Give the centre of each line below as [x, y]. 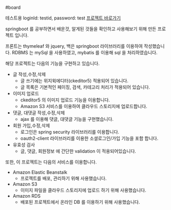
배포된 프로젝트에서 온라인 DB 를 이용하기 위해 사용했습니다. [80, 202]
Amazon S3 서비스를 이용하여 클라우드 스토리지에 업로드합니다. [84, 106]
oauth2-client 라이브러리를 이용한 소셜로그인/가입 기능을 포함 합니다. [89, 138]
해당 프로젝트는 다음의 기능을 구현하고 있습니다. [52, 63]
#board [13, 7]
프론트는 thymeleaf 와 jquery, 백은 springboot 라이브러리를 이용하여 [74, 46]
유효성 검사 [24, 145]
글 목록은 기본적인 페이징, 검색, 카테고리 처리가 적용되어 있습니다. [85, 87]
